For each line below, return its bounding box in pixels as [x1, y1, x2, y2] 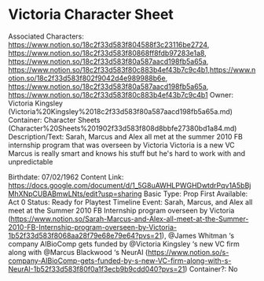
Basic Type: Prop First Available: [143, 189, 248, 198]
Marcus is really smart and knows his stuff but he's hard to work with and [8, 148, 246, 158]
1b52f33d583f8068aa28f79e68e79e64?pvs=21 [8, 231, 163, 240]
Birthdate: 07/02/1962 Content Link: [8, 172, 124, 182]
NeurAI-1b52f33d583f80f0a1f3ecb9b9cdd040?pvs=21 [8, 264, 185, 273]
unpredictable [8, 157, 53, 166]
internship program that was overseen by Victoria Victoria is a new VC [8, 140, 236, 150]
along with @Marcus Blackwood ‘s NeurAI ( [8, 247, 148, 257]
